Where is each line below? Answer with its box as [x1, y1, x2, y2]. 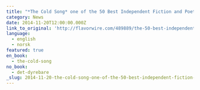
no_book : [6, 63, 28, 70]
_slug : [6, 75, 23, 81]
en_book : [6, 53, 28, 59]
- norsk [11, 42, 31, 48]
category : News [6, 14, 44, 20]
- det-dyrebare [11, 69, 49, 75]
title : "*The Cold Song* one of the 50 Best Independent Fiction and [6, 8, 183, 15]
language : [6, 31, 31, 37]
